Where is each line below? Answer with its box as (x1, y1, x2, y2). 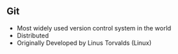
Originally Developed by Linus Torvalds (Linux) (16, 38, 152, 47)
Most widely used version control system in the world (16, 24, 172, 32)
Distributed (16, 31, 50, 39)
